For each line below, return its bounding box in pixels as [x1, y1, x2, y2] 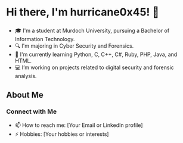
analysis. [14, 73, 37, 80]
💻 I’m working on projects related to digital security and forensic [14, 64, 174, 71]
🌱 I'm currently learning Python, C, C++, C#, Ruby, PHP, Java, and [14, 51, 178, 58]
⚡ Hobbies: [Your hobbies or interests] [14, 130, 109, 138]
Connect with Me [6, 107, 57, 116]
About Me [6, 89, 44, 100]
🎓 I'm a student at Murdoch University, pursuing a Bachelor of [14, 27, 170, 35]
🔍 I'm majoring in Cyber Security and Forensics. [14, 42, 134, 49]
